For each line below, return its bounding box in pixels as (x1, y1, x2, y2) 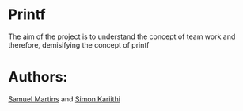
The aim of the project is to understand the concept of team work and (8, 32, 236, 41)
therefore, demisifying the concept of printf (8, 40, 150, 49)
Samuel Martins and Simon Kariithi (8, 94, 121, 104)
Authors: (8, 68, 68, 86)
